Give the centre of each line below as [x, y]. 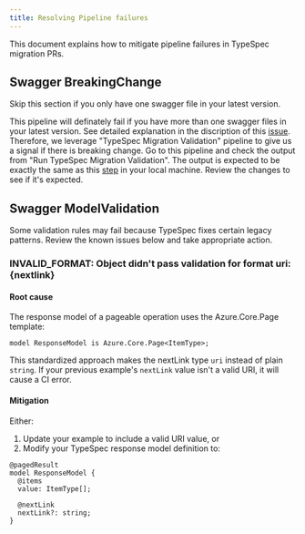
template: [27, 327]
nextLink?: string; [55, 513]
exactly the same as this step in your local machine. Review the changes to [150, 170]
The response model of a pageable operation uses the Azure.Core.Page [144, 317]
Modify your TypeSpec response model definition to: [122, 448]
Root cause [31, 296]
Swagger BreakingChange [86, 82]
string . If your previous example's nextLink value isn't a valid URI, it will [144, 370]
